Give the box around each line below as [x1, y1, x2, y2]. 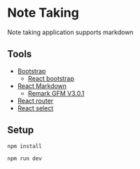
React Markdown [17, 82, 67, 90]
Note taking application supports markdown [7, 28, 134, 36]
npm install [7, 142, 42, 149]
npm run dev [7, 155, 42, 162]
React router [17, 96, 54, 105]
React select [17, 103, 54, 112]
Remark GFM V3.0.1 [27, 89, 85, 97]
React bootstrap [27, 74, 75, 82]
